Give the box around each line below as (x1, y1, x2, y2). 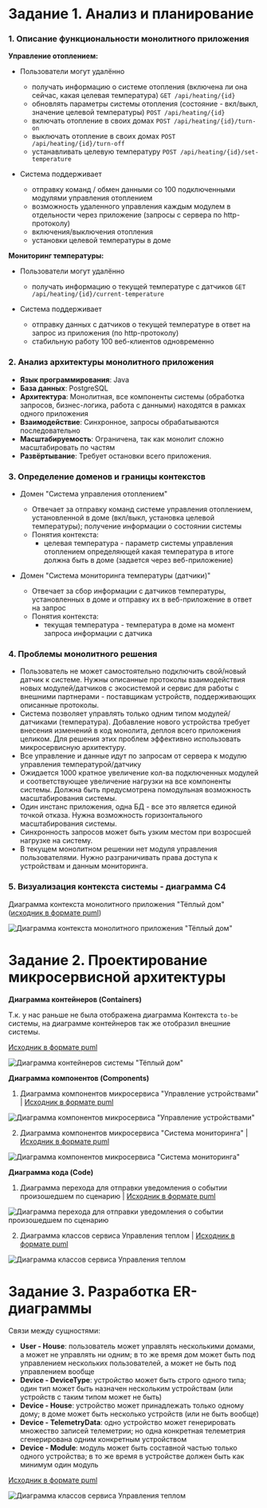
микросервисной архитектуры (8, 968, 226, 986)
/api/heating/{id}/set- (179, 148, 259, 156)
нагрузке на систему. (19, 836, 93, 846)
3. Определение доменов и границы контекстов (8, 471, 206, 482)
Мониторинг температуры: (8, 251, 104, 261)
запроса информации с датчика (43, 629, 153, 638)
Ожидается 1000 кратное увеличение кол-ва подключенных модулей (19, 768, 259, 778)
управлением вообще (19, 1366, 95, 1376)
